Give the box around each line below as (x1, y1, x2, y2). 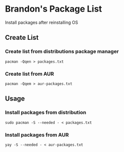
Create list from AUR (5, 70, 54, 77)
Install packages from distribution (5, 109, 86, 116)
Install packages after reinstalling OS (5, 19, 78, 25)
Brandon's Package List (5, 3, 102, 15)
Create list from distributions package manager (5, 48, 119, 55)
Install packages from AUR (5, 131, 69, 138)
